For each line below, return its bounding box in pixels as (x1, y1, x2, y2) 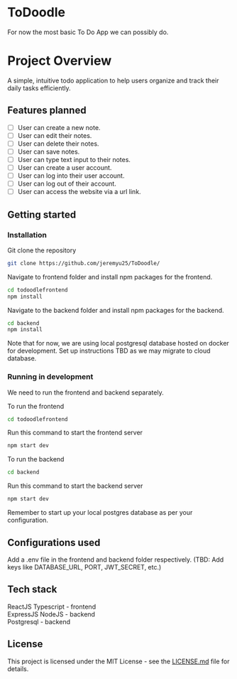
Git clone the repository (7, 246, 77, 255)
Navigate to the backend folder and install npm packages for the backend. (7, 306, 225, 314)
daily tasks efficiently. (7, 83, 71, 92)
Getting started (7, 208, 77, 220)
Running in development (7, 372, 94, 382)
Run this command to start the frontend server (7, 428, 143, 437)
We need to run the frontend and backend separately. (7, 388, 165, 397)
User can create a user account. (17, 164, 112, 171)
